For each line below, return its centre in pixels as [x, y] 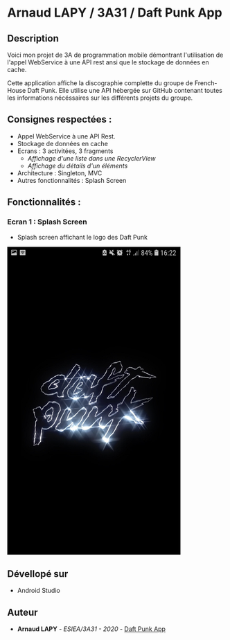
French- [206, 83]
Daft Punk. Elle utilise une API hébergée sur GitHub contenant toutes [125, 90]
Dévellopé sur [38, 574]
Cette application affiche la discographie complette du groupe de [100, 83]
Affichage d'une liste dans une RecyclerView [91, 158]
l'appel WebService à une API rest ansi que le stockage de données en [108, 62]
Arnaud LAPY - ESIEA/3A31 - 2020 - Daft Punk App [91, 629]
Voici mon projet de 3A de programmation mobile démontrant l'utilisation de [115, 55]
